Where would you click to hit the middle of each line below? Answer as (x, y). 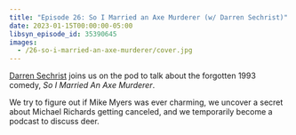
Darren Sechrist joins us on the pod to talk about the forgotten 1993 (132, 75)
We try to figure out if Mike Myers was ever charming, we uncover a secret (146, 102)
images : (24, 42)
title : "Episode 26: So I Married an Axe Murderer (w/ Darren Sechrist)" (149, 17)
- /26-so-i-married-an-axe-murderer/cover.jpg (105, 51)
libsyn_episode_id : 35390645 (63, 34)
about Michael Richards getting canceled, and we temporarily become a (141, 112)
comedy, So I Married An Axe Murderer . (82, 85)
